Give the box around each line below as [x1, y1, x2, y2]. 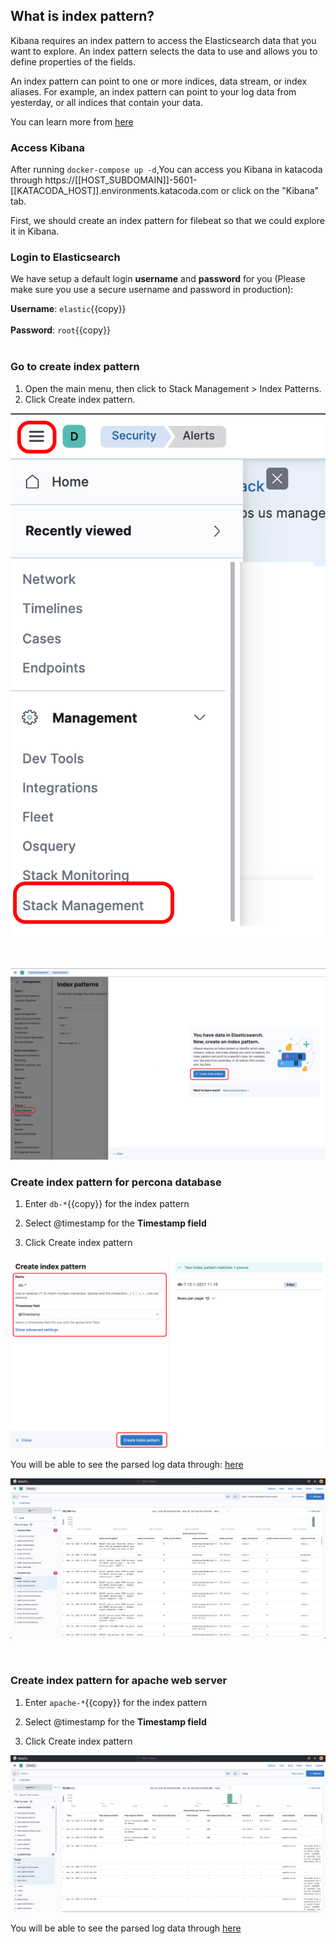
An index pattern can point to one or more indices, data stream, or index [10, 75, 308, 87]
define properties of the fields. [10, 55, 136, 68]
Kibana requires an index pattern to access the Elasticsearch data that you [10, 34, 317, 46]
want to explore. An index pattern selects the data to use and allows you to [10, 45, 318, 57]
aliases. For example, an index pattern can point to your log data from [10, 85, 297, 98]
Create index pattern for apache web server [10, 1674, 228, 1688]
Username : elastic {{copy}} [10, 303, 127, 315]
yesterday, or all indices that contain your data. [10, 96, 203, 108]
